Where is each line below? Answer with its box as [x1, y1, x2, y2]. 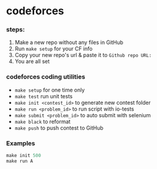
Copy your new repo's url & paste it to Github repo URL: [14, 52, 152, 59]
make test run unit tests [14, 92, 73, 99]
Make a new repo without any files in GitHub [14, 39, 124, 46]
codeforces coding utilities [6, 73, 86, 81]
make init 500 [6, 153, 42, 159]
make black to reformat [14, 118, 71, 125]
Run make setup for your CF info [14, 45, 93, 52]
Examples [6, 139, 36, 147]
